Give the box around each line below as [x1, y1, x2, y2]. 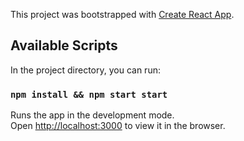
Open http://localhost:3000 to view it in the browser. [10, 120, 226, 132]
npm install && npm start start [10, 89, 168, 100]
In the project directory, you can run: [10, 64, 161, 76]
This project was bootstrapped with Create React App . [10, 9, 235, 20]
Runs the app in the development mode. [10, 109, 175, 121]
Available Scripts [10, 37, 118, 54]
